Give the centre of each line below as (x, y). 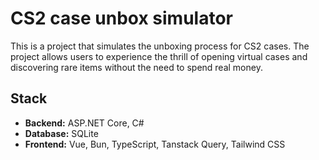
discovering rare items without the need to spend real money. (136, 67)
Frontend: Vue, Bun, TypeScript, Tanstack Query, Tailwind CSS (155, 144)
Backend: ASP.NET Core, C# (84, 123)
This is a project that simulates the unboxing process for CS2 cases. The (160, 46)
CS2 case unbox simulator (121, 18)
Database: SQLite (61, 133)
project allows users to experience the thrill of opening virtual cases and (159, 56)
